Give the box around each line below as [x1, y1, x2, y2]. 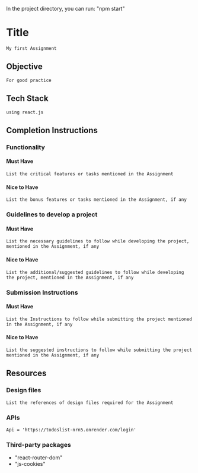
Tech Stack [6, 93, 49, 103]
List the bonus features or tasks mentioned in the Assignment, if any [6, 197, 187, 203]
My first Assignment [6, 45, 58, 51]
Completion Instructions [6, 125, 98, 135]
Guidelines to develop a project [6, 210, 98, 219]
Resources [6, 368, 47, 379]
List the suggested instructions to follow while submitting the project [6, 347, 193, 353]
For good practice [6, 77, 52, 83]
